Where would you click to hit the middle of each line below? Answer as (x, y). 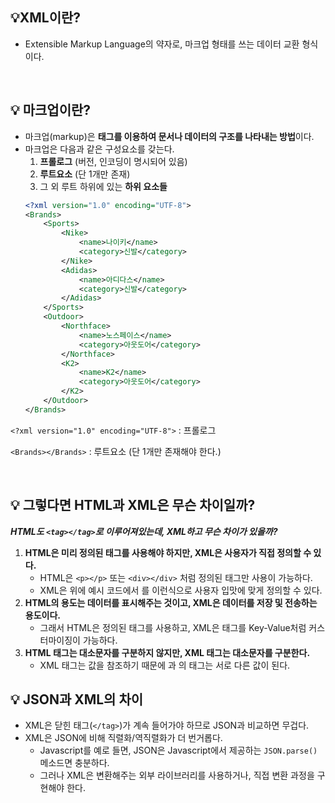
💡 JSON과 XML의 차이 (77, 699)
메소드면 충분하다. (74, 763)
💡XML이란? (46, 18)
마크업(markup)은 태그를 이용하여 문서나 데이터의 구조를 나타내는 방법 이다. (169, 136)
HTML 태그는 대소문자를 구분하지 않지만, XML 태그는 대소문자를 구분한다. (167, 652)
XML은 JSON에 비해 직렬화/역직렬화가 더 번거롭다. (123, 738)
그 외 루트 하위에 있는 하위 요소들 (103, 186)
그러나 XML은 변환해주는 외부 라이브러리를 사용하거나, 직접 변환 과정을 (177, 775)
